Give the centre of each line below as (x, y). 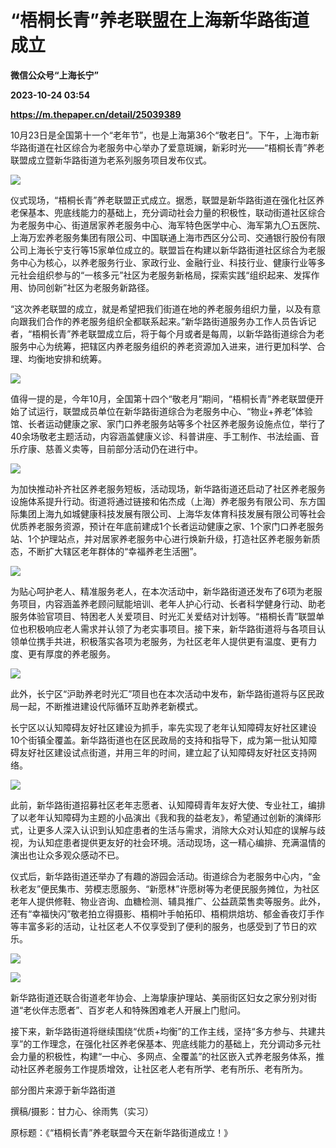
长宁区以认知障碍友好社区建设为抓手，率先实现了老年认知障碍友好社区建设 (163, 727)
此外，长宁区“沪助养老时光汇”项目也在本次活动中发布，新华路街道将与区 (159, 693)
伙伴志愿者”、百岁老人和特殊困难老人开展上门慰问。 (139, 1010)
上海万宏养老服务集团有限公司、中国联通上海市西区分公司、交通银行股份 (159, 237)
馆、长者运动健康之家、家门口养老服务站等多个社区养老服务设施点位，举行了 (168, 423)
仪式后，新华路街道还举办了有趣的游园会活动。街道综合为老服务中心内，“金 (166, 876)
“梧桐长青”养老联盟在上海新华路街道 (160, 20)
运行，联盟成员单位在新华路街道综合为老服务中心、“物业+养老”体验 (174, 411)
